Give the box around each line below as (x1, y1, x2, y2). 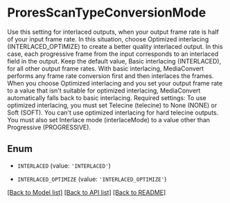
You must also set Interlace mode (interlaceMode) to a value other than (7, 115, 210, 124)
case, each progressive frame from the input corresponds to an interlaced (7, 50, 219, 58)
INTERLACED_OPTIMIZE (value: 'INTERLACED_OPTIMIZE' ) (17, 175, 167, 183)
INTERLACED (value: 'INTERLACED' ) (17, 161, 111, 170)
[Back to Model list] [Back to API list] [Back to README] (7, 188, 166, 196)
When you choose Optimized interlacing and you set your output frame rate (7, 79, 223, 87)
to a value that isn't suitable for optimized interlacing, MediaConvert (7, 86, 201, 95)
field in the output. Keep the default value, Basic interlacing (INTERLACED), (7, 57, 222, 65)
